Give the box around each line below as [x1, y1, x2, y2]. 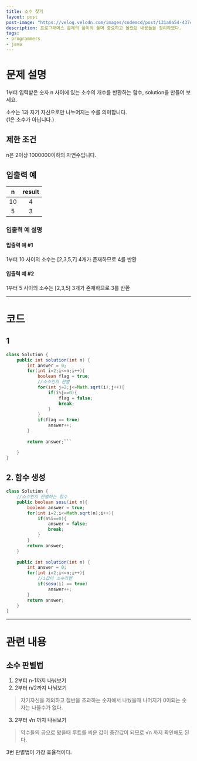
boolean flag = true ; [37, 373, 91, 380]
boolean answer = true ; [27, 504, 85, 510]
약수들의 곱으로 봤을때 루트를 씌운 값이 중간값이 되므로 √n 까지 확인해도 [20, 729, 184, 736]
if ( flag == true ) [37, 417, 80, 423]
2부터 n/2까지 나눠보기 [14, 684, 67, 691]
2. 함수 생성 [6, 472, 46, 482]
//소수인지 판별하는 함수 [16, 494, 67, 500]
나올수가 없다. [31, 704, 63, 711]
